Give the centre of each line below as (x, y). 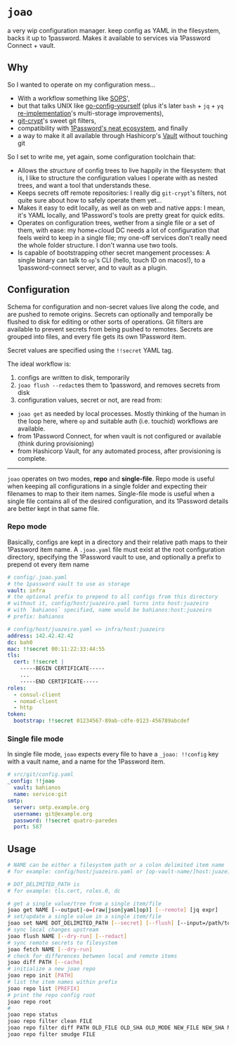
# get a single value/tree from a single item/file (84, 904)
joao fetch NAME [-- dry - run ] (50, 949)
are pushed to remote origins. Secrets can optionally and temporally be (110, 314)
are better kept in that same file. (53, 508)
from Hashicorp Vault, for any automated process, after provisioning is (119, 451)
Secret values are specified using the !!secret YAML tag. (90, 350)
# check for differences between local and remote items (92, 956)
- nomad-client (36, 701)
